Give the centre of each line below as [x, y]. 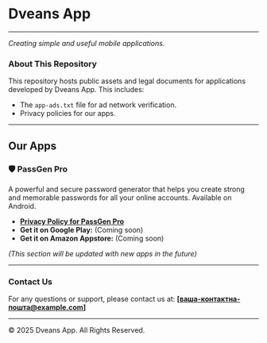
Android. [22, 206]
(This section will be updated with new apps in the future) [103, 253]
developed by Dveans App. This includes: [76, 90]
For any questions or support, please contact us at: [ [94, 299]
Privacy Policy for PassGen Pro [72, 221]
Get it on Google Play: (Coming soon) [81, 229]
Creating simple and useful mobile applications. [87, 43]
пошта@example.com [46, 307]
